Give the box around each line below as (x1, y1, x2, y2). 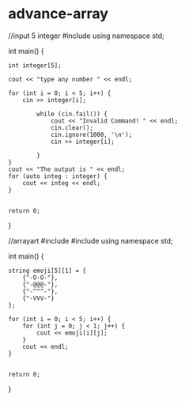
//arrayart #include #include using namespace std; (8, 236, 173, 245)
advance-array (8, 5, 109, 23)
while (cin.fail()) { (36, 110, 108, 118)
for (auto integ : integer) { (8, 172, 108, 180)
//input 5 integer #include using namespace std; (8, 31, 164, 40)
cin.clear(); (50, 123, 93, 131)
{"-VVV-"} (22, 294, 55, 302)
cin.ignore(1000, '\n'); (50, 131, 133, 138)
